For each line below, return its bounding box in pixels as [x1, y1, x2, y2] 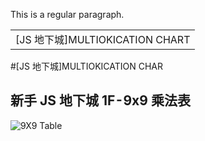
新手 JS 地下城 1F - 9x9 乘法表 [10, 92, 191, 109]
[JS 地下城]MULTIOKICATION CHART [15, 33, 191, 46]
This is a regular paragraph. [10, 9, 125, 20]
